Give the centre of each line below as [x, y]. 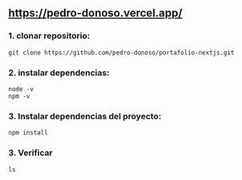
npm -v [19, 96]
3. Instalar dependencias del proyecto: [85, 116]
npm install [28, 133]
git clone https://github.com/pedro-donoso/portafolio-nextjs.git [121, 52]
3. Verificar [31, 153]
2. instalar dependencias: [59, 73]
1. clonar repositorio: [49, 36]
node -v [21, 89]
